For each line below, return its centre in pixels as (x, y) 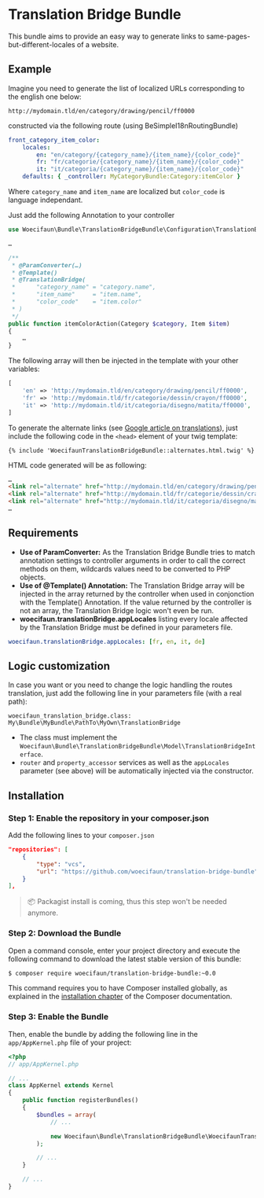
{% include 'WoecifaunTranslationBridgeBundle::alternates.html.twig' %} (132, 450)
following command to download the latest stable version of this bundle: (125, 959)
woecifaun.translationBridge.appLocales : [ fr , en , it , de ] (107, 641)
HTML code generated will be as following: (77, 465)
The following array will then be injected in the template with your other (123, 361)
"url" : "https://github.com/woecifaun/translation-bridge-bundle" (147, 871)
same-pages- (228, 36)
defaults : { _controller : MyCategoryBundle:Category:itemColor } (132, 177)
